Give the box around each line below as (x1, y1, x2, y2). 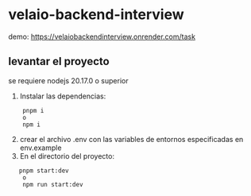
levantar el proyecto (8, 55, 110, 68)
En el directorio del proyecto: (19, 151, 115, 160)
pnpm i (22, 106, 44, 114)
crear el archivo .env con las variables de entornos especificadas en (19, 134, 244, 144)
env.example (19, 143, 62, 152)
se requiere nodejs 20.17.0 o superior (8, 75, 129, 85)
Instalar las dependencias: (19, 91, 106, 101)
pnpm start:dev (18, 167, 69, 175)
